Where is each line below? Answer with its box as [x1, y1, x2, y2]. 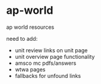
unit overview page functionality [14, 53, 95, 60]
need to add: [6, 35, 38, 42]
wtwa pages [14, 65, 46, 73]
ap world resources [6, 23, 55, 31]
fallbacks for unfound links [14, 72, 81, 79]
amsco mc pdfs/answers [14, 59, 76, 67]
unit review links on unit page [14, 46, 88, 54]
